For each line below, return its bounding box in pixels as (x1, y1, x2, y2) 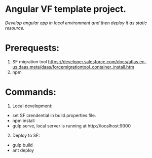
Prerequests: (5, 42, 60, 54)
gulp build (12, 142, 33, 148)
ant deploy (12, 147, 35, 153)
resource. (5, 25, 25, 31)
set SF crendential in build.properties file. (12, 112, 96, 118)
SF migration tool (12, 58, 47, 65)
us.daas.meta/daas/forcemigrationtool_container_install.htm (12, 64, 134, 70)
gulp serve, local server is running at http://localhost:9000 (12, 122, 131, 129)
